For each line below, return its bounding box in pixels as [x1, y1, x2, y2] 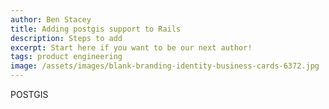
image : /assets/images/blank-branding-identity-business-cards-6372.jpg [10, 61, 320, 71]
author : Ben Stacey [10, 14, 92, 25]
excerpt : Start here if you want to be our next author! [10, 42, 253, 53]
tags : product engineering [10, 52, 123, 62]
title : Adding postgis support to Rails [10, 24, 182, 34]
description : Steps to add [10, 33, 123, 43]
